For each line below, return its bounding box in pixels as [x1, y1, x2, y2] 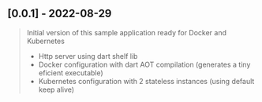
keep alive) [38, 85, 75, 94]
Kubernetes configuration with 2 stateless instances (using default [38, 76, 255, 86]
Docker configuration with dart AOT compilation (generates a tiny [38, 60, 251, 69]
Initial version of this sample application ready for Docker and [26, 27, 226, 37]
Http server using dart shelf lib [38, 51, 138, 60]
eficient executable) [38, 67, 103, 78]
